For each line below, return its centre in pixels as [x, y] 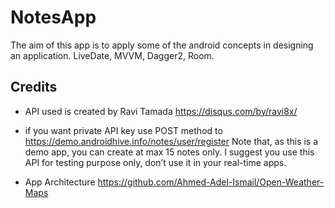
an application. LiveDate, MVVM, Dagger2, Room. [112, 55]
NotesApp [53, 17]
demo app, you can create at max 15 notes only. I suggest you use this [169, 152]
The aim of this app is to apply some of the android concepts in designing [162, 45]
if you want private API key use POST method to [123, 130]
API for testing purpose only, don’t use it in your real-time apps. [155, 162]
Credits [34, 87]
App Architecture [60, 182]
